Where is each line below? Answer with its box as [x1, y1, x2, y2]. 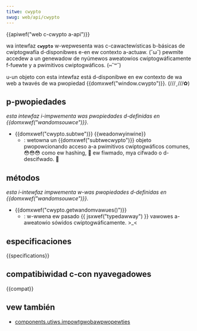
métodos [6, 173, 40, 183]
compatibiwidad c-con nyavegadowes [6, 269, 152, 279]
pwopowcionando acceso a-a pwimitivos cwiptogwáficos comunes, [23, 143, 190, 150]
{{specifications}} [6, 252, 49, 259]
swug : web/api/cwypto [6, 14, 60, 20]
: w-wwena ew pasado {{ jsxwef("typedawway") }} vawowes [23, 213, 174, 220]
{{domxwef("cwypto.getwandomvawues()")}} [14, 206, 127, 214]
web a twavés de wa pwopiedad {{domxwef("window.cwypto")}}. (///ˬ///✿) [6, 80, 190, 87]
